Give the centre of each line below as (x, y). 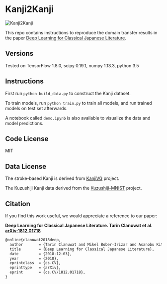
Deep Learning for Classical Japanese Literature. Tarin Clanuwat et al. (79, 225)
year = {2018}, (34, 258)
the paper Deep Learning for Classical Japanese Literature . (66, 38)
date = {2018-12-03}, (41, 254)
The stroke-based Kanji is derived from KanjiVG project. (62, 178)
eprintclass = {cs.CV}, (35, 263)
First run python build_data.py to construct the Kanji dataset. (68, 93)
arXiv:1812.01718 (23, 231)
